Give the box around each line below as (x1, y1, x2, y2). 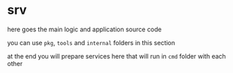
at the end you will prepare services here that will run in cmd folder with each (7, 51, 227, 60)
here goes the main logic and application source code (7, 25, 162, 33)
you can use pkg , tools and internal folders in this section (7, 38, 176, 47)
